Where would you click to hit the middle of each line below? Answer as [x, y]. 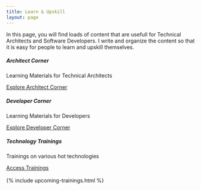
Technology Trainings [34, 142]
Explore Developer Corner [38, 128]
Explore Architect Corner [37, 87]
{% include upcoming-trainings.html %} [55, 180]
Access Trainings [28, 168]
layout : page [22, 17]
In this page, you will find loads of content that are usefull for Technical [94, 34]
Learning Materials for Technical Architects [59, 76]
